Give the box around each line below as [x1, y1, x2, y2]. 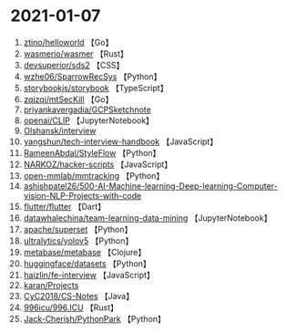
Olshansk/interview [23, 125, 97, 136]
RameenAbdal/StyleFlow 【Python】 [23, 147, 161, 158]
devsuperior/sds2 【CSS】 [23, 59, 125, 70]
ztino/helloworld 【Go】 [23, 36, 114, 47]
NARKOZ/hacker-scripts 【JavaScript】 [23, 159, 173, 170]
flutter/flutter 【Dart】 [23, 201, 106, 212]
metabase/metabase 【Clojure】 [23, 246, 147, 257]
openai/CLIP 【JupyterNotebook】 [23, 115, 154, 126]
